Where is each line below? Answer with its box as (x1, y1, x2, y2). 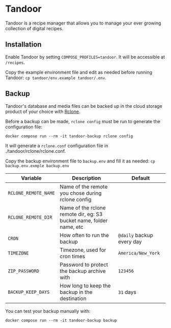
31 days (118, 288, 136, 295)
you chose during (60, 190, 102, 197)
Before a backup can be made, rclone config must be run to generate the (5, 118, 160, 124)
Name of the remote (60, 183, 108, 190)
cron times (60, 252, 85, 260)
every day (118, 238, 142, 245)
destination (60, 295, 87, 302)
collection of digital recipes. (5, 25, 64, 31)
